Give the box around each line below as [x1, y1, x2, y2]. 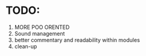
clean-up [14, 43, 37, 50]
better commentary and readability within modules [14, 36, 140, 43]
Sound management [14, 30, 65, 37]
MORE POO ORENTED [14, 23, 70, 31]
